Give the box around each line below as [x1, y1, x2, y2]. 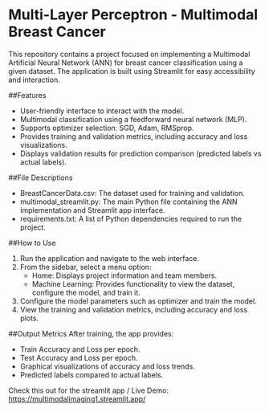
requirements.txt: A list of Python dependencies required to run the [19, 214, 243, 223]
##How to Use [8, 238, 56, 247]
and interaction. [8, 75, 60, 84]
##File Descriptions [8, 173, 73, 182]
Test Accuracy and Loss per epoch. [19, 353, 138, 362]
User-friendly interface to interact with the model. [19, 106, 185, 116]
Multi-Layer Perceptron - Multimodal [8, 6, 259, 24]
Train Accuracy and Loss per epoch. [19, 344, 141, 354]
